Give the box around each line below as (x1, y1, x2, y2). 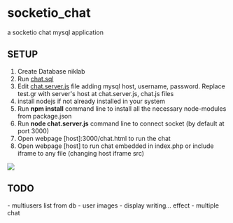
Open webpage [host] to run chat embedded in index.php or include (17, 142, 214, 150)
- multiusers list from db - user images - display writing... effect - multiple (7, 201, 219, 210)
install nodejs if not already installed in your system (17, 97, 166, 105)
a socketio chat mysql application (7, 28, 104, 36)
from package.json (17, 111, 72, 120)
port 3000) (17, 126, 50, 135)
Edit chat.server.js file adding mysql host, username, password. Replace (17, 82, 225, 90)
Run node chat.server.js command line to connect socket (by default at (17, 119, 225, 128)
